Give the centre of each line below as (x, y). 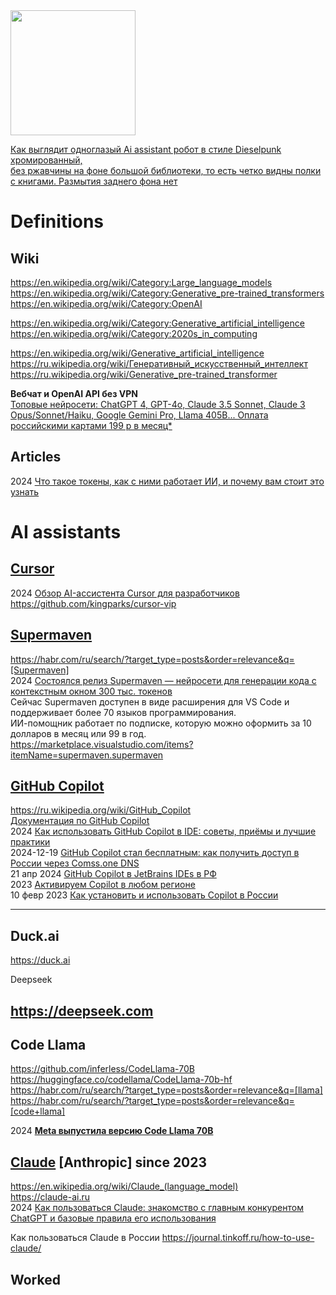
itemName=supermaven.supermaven (87, 755)
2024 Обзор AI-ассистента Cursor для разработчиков (125, 593)
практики (30, 842)
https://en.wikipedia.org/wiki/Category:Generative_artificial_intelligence (157, 323)
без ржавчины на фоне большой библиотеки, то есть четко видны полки (166, 170)
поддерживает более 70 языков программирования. (123, 712)
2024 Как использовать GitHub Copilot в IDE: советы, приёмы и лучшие (163, 831)
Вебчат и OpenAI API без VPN (74, 393)
